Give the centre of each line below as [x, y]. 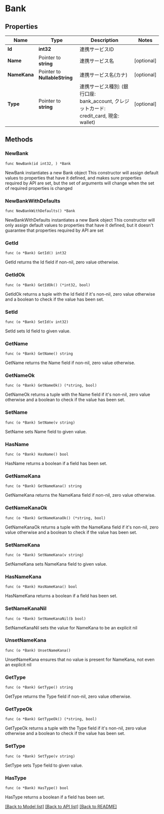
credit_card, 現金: [100, 116]
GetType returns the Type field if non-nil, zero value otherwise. [68, 696]
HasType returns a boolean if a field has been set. [55, 797]
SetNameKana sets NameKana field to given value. [56, 564]
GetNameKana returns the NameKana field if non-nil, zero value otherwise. [80, 495]
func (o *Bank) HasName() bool [37, 454]
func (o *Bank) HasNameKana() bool [41, 587]
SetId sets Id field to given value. [38, 331]
